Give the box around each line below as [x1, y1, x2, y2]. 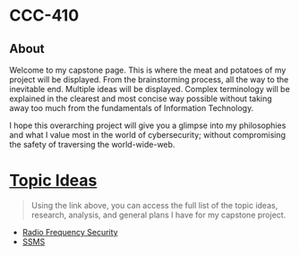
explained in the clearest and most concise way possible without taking [9, 93, 273, 104]
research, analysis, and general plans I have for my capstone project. [30, 209, 286, 220]
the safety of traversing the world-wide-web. [9, 140, 175, 149]
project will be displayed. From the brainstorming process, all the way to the [9, 74, 289, 85]
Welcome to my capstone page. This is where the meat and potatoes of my [9, 64, 286, 75]
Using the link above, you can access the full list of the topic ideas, [30, 200, 278, 210]
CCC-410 [9, 5, 80, 26]
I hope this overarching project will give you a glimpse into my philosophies [9, 120, 286, 131]
